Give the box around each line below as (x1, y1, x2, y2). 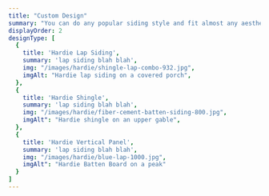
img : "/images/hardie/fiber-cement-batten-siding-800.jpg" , (22, 109, 227, 117)
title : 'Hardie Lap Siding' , (22, 49, 120, 57)
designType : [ (8, 34, 56, 42)
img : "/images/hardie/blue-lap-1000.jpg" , (22, 153, 167, 161)
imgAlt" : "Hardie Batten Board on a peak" (22, 161, 167, 169)
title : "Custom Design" (8, 11, 88, 20)
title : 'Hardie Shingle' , (22, 94, 110, 102)
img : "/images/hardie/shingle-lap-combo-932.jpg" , (22, 64, 195, 72)
